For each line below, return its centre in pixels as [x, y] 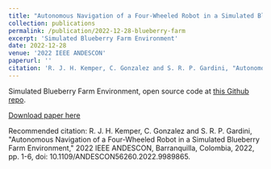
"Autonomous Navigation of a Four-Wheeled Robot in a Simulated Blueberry [134, 139]
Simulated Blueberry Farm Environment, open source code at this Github [129, 91]
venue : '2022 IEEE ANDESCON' [57, 53]
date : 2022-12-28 [38, 46]
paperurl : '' [30, 61]
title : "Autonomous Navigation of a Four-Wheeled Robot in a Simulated [131, 16]
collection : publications [52, 23]
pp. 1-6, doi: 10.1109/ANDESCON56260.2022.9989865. [100, 156]
